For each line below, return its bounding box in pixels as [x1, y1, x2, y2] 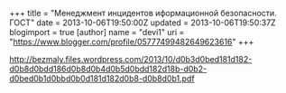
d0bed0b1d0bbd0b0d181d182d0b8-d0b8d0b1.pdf [9, 73, 196, 84]
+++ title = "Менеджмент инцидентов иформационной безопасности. [9, 8, 277, 18]
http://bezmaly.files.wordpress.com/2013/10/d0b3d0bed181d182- [9, 54, 253, 64]
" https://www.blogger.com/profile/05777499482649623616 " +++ [9, 36, 254, 47]
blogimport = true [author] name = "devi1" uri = [9, 27, 185, 37]
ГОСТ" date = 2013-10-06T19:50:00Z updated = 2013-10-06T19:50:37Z [9, 17, 277, 28]
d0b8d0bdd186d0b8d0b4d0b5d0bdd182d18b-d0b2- [9, 63, 208, 74]
